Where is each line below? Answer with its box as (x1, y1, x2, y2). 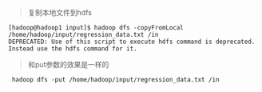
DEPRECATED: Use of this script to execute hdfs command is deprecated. (8, 38, 256, 46)
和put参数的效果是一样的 (27, 60, 109, 69)
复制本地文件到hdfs (27, 8, 92, 17)
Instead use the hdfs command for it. (8, 45, 137, 53)
